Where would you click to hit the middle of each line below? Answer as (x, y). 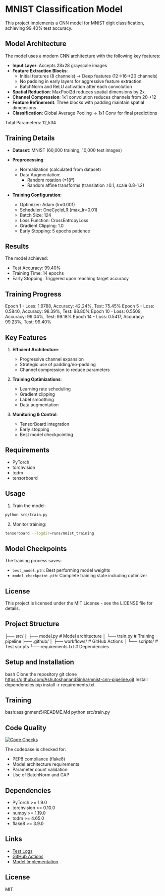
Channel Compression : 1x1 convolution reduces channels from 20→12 (84, 97)
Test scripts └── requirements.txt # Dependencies (57, 646)
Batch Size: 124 (35, 215)
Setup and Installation (40, 662)
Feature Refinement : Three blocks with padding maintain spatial (78, 102)
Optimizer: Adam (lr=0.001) (47, 204)
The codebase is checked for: (36, 749)
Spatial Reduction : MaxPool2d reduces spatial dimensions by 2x (79, 92)
